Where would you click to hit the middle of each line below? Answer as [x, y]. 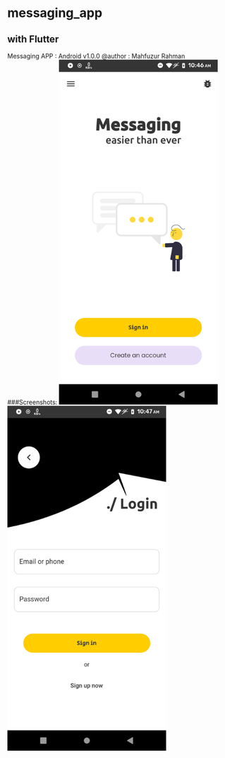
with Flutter [33, 39]
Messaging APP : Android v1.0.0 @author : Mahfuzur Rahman [96, 56]
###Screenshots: [32, 402]
